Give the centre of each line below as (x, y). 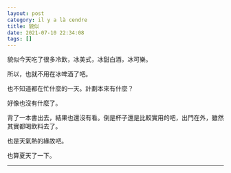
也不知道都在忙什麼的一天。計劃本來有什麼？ (70, 89)
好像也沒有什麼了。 (34, 103)
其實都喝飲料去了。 (34, 126)
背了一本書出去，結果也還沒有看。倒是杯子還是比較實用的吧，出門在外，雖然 (115, 118)
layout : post (26, 13)
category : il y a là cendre (47, 20)
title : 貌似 (23, 26)
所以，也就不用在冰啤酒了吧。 (49, 74)
